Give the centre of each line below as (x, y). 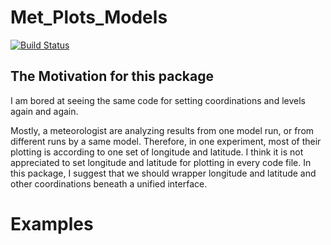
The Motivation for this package (112, 76)
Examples (52, 223)
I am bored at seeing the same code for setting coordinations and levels (158, 100)
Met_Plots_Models (89, 17)
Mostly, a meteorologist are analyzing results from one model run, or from (162, 130)
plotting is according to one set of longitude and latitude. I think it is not (157, 152)
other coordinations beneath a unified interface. (109, 183)
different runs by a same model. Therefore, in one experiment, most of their (166, 141)
